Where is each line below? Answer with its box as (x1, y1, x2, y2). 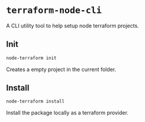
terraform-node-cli (6, 5, 102, 16)
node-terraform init (6, 55, 57, 61)
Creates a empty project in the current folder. (6, 66, 117, 73)
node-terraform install (6, 98, 65, 105)
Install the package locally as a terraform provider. (6, 109, 129, 117)
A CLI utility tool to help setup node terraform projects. (6, 22, 139, 29)
